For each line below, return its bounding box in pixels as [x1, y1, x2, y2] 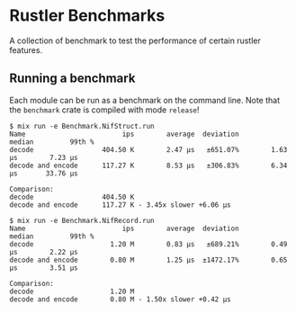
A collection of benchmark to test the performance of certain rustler [9, 35, 261, 46]
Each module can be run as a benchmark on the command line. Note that [9, 94, 281, 105]
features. [9, 44, 43, 55]
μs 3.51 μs [9, 263, 78, 273]
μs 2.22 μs [9, 247, 78, 256]
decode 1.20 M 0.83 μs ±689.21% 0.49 [9, 239, 288, 248]
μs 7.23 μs [9, 153, 78, 162]
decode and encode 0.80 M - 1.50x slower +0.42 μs [9, 294, 231, 304]
